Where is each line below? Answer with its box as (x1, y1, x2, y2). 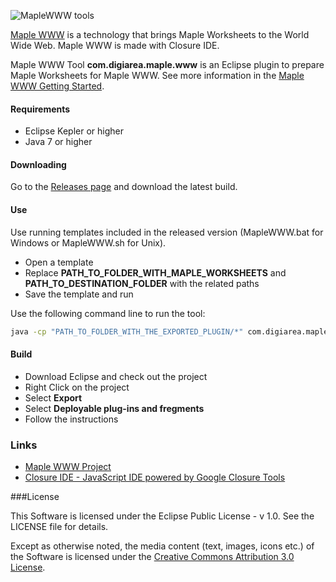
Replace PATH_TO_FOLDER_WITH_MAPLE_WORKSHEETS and (24, 266, 287, 279)
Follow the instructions (24, 413, 119, 425)
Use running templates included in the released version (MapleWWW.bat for (10, 226, 324, 238)
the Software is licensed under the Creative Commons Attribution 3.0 (10, 550, 295, 562)
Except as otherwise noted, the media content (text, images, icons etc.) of (10, 540, 315, 552)
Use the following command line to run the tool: (10, 307, 206, 319)
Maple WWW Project (24, 460, 112, 472)
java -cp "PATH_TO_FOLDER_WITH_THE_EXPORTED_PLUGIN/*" (10, 326, 244, 337)
